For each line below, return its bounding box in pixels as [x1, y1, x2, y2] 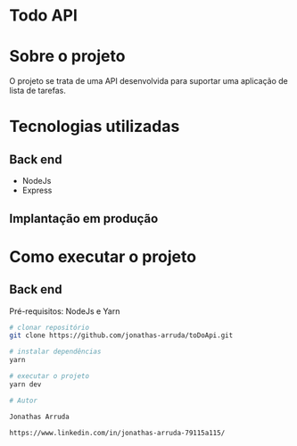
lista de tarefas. [9, 86, 67, 96]
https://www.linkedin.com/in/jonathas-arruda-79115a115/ [9, 428, 226, 437]
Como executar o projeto [9, 246, 197, 267]
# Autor [9, 396, 38, 405]
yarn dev [9, 380, 42, 389]
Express [21, 185, 53, 196]
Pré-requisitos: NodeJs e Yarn [9, 305, 120, 317]
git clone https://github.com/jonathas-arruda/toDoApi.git [9, 331, 234, 340]
